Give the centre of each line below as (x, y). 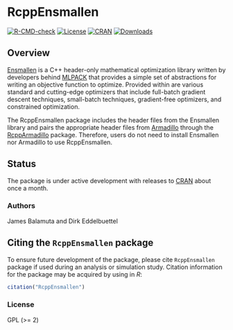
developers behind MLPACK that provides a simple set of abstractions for (112, 77)
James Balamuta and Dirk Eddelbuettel (62, 221)
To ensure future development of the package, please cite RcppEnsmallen (111, 259)
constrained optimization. (43, 106)
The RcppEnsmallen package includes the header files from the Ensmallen (113, 120)
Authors (21, 206)
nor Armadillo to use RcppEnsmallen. (60, 142)
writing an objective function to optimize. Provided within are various (105, 85)
